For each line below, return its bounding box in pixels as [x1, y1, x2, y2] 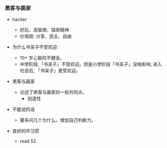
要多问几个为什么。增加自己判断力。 [19, 117, 96, 123]
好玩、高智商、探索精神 [19, 27, 69, 33]
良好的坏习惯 [12, 128, 39, 134]
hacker [12, 16, 27, 22]
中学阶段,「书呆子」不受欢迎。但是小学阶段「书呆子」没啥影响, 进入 [19, 61, 162, 67]
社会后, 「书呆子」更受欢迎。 [19, 68, 81, 74]
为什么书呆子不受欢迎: [12, 44, 59, 50]
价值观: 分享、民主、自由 [19, 33, 72, 39]
